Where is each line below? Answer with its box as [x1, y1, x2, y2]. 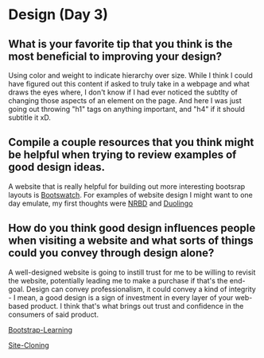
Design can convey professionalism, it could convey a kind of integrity [26, 284, 256, 294]
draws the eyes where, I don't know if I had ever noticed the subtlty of [8, 87, 239, 97]
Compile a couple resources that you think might [8, 136, 254, 149]
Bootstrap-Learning [8, 325, 73, 334]
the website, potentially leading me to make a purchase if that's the [8, 275, 228, 285]
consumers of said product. [8, 310, 99, 319]
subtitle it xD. [8, 113, 52, 122]
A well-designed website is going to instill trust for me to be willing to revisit [8, 268, 256, 277]
